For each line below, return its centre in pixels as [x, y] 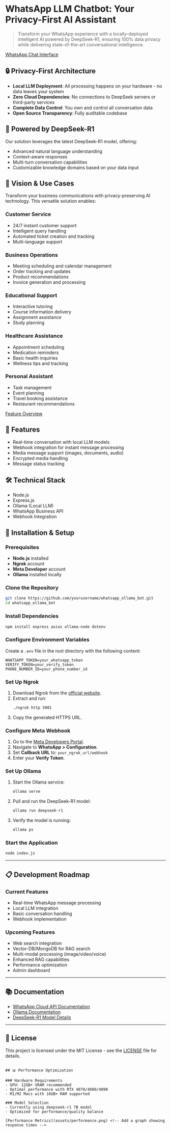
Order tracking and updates [41, 271]
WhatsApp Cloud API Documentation [51, 1007]
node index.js [20, 853]
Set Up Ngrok [22, 682]
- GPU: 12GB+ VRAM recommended [38, 1085]
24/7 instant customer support [45, 225]
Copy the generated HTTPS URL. [47, 717]
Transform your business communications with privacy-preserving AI [78, 196]
